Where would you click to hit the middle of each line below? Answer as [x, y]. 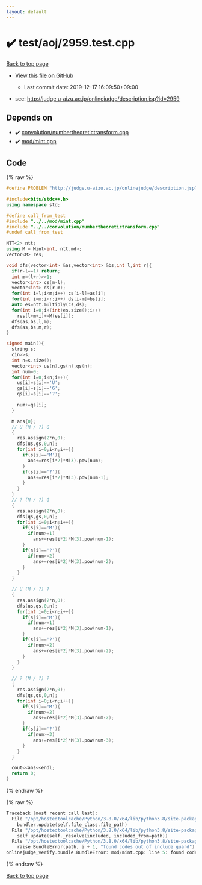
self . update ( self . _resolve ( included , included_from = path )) [93, 836]
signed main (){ [25, 344]
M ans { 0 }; [24, 421]
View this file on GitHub [44, 75]
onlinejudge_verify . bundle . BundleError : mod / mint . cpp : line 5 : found [95, 853]
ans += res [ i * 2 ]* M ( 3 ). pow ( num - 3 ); [73, 740]
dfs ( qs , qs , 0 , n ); [38, 695]
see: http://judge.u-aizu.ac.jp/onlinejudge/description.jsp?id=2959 [97, 99]
